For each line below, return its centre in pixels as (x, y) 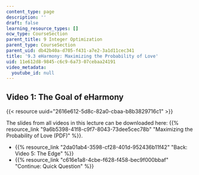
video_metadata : (26, 67)
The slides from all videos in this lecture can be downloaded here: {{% (93, 123)
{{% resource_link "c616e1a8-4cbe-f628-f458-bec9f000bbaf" (91, 160)
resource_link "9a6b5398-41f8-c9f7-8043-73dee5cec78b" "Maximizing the (99, 130)
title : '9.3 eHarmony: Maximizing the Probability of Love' (83, 56)
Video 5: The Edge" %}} (44, 153)
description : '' (26, 17)
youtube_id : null (33, 73)
